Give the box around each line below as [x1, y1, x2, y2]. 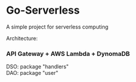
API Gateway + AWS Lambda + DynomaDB [6, 49, 130, 58]
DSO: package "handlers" [6, 63, 69, 70]
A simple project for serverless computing [6, 23, 109, 30]
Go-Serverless [6, 4, 80, 17]
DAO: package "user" [6, 70, 59, 77]
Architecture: [6, 34, 38, 42]
